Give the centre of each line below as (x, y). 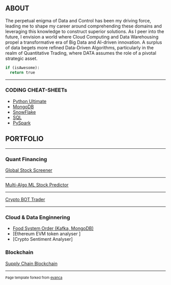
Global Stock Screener (29, 170)
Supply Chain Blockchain (31, 263)
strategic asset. (22, 58)
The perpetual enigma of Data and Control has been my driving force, (78, 20)
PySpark (22, 123)
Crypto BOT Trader (25, 199)
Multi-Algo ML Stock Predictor (37, 184)
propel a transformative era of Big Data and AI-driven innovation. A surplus (84, 42)
